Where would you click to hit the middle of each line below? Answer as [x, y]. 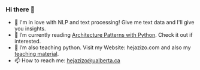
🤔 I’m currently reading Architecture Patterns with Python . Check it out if [103, 35]
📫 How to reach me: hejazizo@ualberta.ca [67, 61]
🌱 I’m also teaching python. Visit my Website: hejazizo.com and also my [102, 47]
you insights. [30, 28]
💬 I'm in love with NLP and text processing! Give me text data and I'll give [104, 23]
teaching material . [37, 54]
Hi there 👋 [20, 9]
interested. [28, 42]
